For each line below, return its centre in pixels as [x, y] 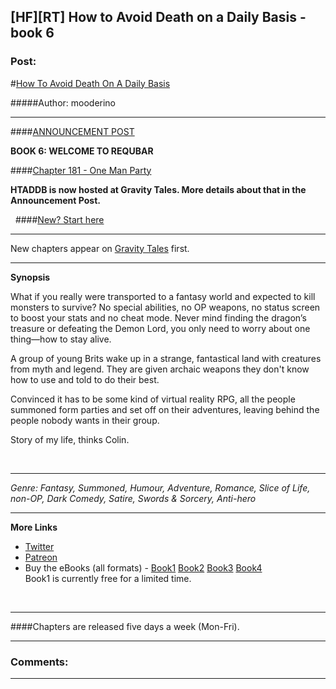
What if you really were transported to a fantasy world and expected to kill [163, 296]
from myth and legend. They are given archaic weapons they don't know [160, 369]
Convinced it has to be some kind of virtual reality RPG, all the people [153, 399]
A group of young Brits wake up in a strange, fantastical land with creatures [166, 358]
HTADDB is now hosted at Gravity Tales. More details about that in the [158, 189]
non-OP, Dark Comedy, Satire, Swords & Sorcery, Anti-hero [133, 498]
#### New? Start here [59, 219]
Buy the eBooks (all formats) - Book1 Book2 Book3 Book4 [143, 567]
